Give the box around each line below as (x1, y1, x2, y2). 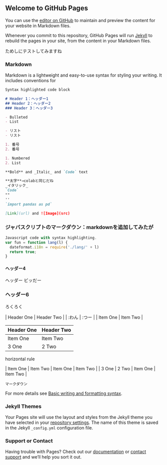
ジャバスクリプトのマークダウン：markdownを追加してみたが (5, 223, 154, 230)
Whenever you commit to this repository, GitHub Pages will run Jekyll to (5, 32, 153, 38)
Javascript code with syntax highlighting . (5, 235, 97, 240)
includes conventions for (5, 78, 56, 84)
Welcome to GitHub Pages (5, 4, 88, 13)
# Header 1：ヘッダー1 (5, 96, 49, 101)
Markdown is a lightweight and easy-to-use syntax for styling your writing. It (5, 72, 162, 78)
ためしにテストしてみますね (5, 48, 62, 54)
